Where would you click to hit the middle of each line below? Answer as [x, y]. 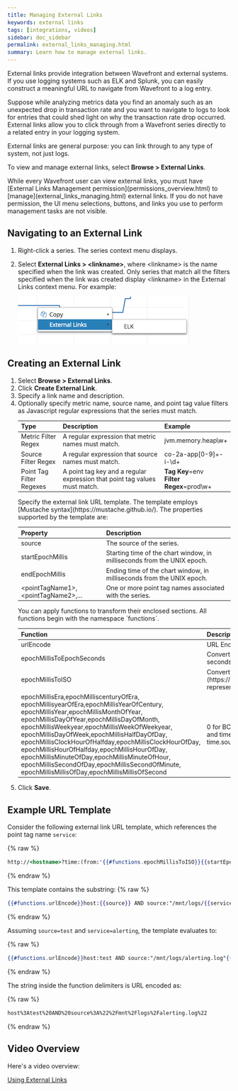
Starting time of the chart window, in [159, 553]
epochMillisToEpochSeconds [63, 658]
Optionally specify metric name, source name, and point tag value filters [123, 403]
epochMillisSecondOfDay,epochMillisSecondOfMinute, [101, 764]
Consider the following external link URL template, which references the [112, 827]
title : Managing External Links [55, 15]
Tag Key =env [184, 471]
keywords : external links [45, 22]
